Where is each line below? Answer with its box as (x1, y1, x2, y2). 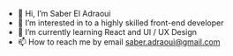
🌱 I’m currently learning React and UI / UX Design (17, 27, 197, 37)
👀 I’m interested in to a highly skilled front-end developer (17, 17, 224, 28)
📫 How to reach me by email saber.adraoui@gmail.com (17, 37, 221, 47)
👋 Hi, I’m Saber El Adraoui (17, 9, 111, 18)
